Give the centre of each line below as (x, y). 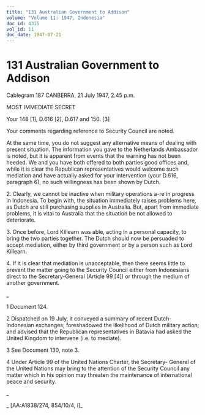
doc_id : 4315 (23, 23)
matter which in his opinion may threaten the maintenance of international (99, 375)
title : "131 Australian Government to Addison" (68, 12)
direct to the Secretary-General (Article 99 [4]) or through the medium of (98, 276)
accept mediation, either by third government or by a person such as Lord (99, 245)
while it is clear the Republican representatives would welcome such (92, 169)
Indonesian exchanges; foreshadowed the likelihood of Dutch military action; (103, 325)
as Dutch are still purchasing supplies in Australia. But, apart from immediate (102, 207)
